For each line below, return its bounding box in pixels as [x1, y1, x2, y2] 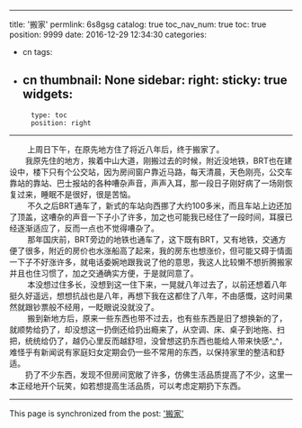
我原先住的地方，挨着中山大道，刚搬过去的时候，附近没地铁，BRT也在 [24, 155, 285, 166]
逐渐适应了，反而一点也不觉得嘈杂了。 [16, 223, 159, 233]
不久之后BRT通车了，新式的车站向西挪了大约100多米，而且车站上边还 [26, 200, 285, 211]
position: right [31, 118, 92, 127]
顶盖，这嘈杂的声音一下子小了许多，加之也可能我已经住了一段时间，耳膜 [16, 211, 285, 222]
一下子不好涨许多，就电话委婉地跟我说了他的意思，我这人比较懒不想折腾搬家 [9, 256, 293, 267]
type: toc [31, 110, 67, 120]
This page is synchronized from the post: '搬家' [9, 407, 184, 419]
